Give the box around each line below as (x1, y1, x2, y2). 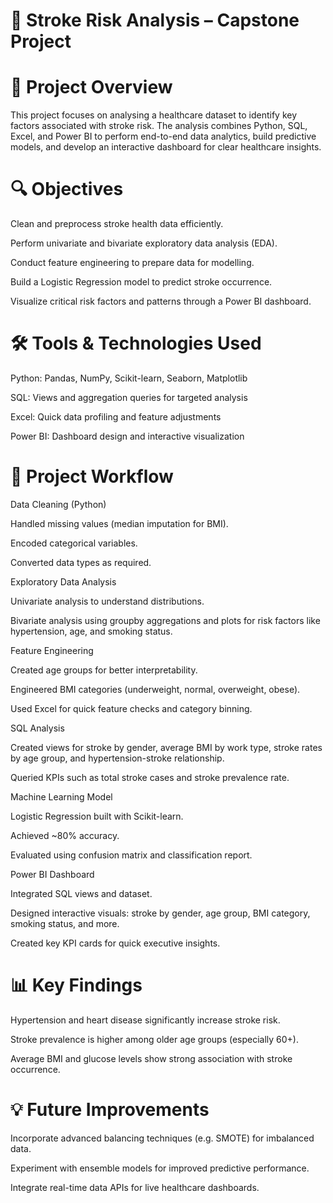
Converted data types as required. (10, 556, 152, 568)
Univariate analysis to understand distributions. (10, 595, 205, 607)
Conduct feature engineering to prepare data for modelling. (10, 257, 255, 269)
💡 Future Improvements (10, 1099, 210, 1121)
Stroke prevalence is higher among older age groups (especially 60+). (10, 1033, 300, 1045)
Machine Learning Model (10, 790, 113, 803)
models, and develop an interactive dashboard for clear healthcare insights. (10, 141, 322, 153)
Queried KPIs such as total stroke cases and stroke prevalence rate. (10, 771, 290, 783)
